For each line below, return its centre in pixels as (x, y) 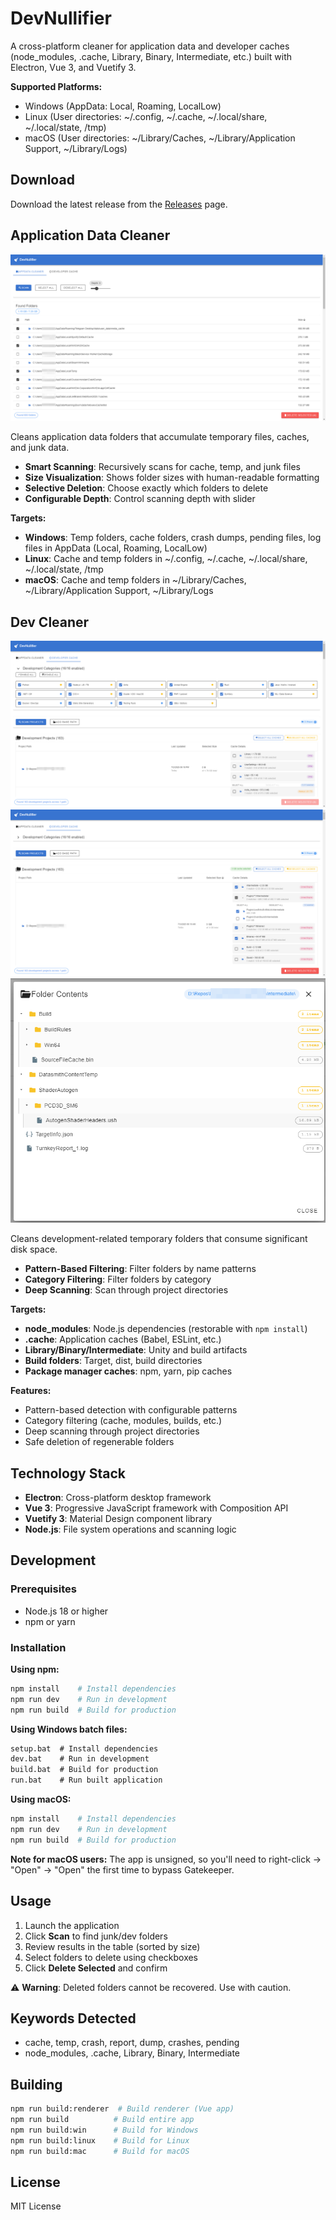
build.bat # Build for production (84, 1770)
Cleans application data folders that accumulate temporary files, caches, (160, 437)
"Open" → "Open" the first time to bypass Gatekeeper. (122, 1869)
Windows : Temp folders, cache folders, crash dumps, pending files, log (173, 538)
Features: (31, 1391)
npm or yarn (50, 1621)
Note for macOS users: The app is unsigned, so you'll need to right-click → (166, 1859)
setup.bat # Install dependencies (84, 1748)
